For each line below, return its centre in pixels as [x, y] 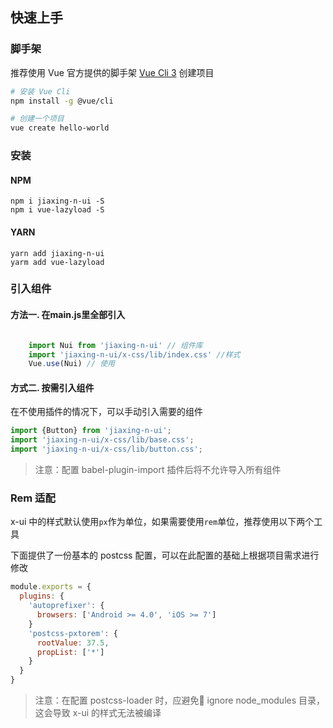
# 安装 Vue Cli [40, 91]
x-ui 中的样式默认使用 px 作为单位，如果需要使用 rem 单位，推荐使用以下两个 [162, 522]
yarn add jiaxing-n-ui [57, 253]
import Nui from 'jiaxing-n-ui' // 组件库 [115, 345]
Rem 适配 [33, 498]
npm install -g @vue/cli [62, 101]
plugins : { [42, 596]
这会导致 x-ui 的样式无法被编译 [98, 713]
